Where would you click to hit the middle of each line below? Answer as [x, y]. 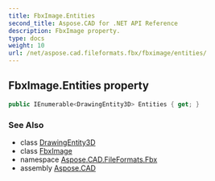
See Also [26, 125]
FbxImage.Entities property [79, 86]
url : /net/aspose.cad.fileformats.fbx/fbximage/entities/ [107, 53]
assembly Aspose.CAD [58, 168]
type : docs [27, 38]
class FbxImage [46, 150]
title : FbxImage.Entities [52, 16]
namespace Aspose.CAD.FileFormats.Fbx [89, 159]
